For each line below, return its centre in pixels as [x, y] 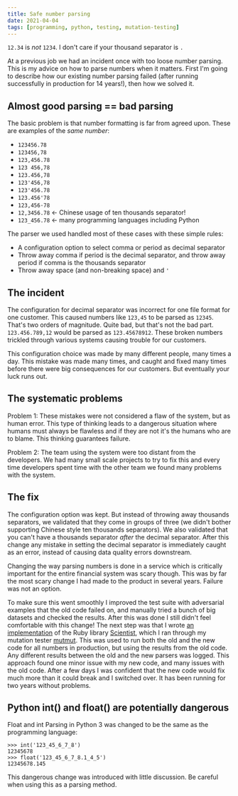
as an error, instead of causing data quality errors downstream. [99, 552]
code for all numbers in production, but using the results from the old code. [117, 647]
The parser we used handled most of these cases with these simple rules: [115, 234]
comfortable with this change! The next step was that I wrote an [101, 625]
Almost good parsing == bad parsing [91, 106]
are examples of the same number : [59, 131]
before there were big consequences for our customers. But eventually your [118, 369]
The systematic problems [65, 399]
